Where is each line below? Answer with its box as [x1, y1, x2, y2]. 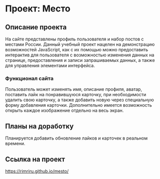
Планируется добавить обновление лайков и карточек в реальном [5, 135, 148, 141]
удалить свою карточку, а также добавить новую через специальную [5, 97, 154, 103]
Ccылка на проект [5, 155, 65, 164]
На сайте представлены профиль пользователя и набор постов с [5, 36, 144, 42]
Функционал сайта [5, 75, 54, 82]
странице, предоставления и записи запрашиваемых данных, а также [5, 57, 156, 63]
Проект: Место [5, 3, 71, 14]
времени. [5, 141, 26, 147]
